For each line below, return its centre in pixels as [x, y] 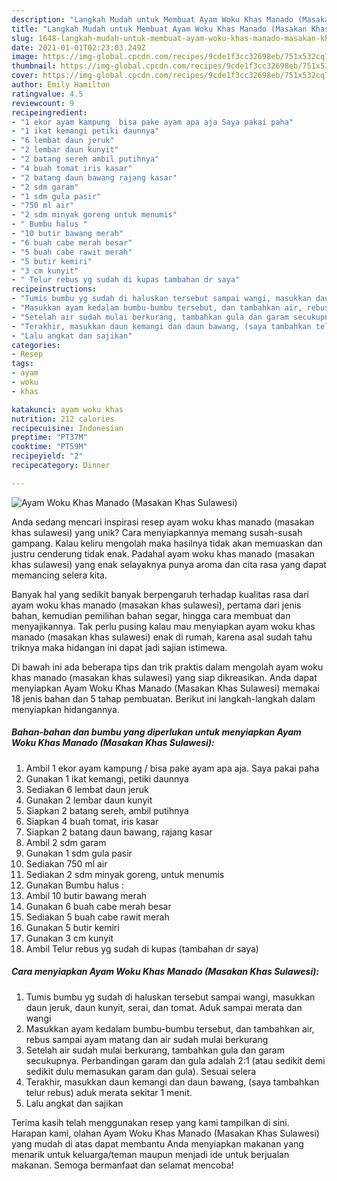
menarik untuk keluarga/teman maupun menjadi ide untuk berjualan [150, 1154]
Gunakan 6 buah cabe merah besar [98, 906]
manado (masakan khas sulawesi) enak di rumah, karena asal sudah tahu [162, 637]
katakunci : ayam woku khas [67, 409]
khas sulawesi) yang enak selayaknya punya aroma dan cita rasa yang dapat [169, 564]
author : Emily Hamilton [61, 85]
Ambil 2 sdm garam [66, 842]
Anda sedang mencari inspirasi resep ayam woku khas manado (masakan [163, 522]
